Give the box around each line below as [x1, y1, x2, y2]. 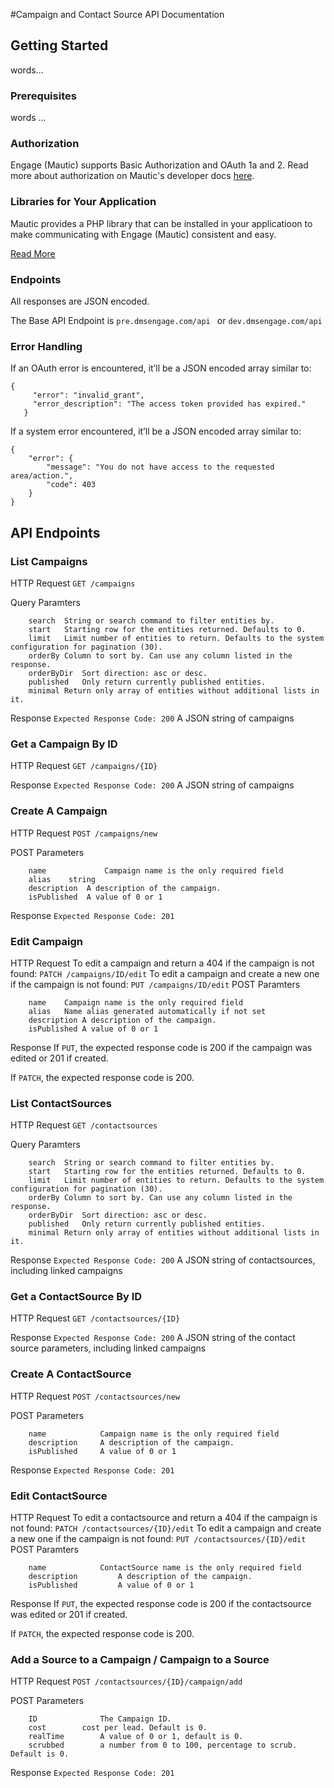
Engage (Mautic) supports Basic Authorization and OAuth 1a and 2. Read [10, 159, 309, 171]
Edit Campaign [10, 934, 84, 948]
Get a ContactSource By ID [10, 1290, 143, 1304]
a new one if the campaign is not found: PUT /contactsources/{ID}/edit [10, 1533, 307, 1545]
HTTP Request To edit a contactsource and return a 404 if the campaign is [10, 1512, 318, 1524]
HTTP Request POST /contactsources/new [10, 1390, 181, 1402]
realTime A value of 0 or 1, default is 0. [28, 1732, 244, 1742]
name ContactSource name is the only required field [28, 1563, 302, 1573]
